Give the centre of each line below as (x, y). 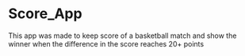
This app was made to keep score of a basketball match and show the (122, 35)
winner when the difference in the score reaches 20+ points (106, 43)
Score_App (45, 14)
